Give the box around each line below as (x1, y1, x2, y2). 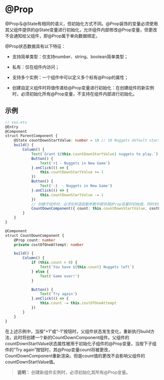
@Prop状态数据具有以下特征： (5, 43, 66, 49)
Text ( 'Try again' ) (40, 292, 78, 296)
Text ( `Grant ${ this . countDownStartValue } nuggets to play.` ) (31, 151, 159, 156)
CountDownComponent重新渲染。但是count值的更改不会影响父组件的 (5, 353, 145, 359)
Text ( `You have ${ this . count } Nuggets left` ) (40, 265, 134, 270)
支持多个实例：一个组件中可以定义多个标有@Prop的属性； (12, 74, 129, 80)
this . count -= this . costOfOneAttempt (40, 301, 117, 306)
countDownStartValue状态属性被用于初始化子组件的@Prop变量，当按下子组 (5, 340, 157, 346)
